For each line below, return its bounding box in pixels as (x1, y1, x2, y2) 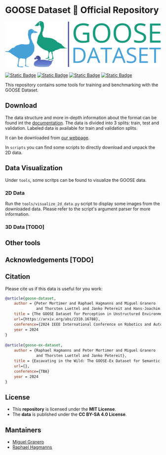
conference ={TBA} (14, 369, 50, 374)
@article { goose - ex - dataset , (5, 343, 63, 348)
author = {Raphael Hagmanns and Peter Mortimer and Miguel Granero (14, 348, 156, 353)
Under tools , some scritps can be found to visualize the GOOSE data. (5, 177, 147, 183)
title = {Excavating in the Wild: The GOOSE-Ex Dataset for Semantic (14, 358, 161, 363)
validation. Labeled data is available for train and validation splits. (5, 125, 138, 131)
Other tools (5, 239, 41, 247)
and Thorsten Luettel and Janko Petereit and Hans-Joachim (36, 306, 161, 311)
